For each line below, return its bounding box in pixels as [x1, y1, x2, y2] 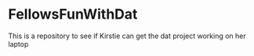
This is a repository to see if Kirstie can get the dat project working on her [8, 31, 247, 40]
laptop [8, 39, 29, 48]
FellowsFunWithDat [8, 5, 138, 23]
